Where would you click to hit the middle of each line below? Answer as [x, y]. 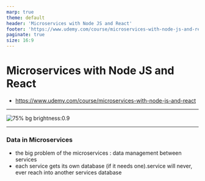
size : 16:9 [20, 40]
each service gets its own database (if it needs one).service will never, [104, 166]
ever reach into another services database [68, 172]
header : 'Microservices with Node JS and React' [69, 23]
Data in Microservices [40, 139]
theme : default [26, 18]
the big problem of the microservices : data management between [98, 153]
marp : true [20, 12]
